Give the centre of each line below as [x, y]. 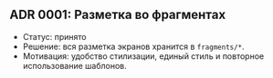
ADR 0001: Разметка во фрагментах [118, 15]
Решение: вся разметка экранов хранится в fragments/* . [133, 46]
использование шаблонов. [74, 65]
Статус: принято [54, 36]
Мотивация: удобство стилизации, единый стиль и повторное [143, 56]
